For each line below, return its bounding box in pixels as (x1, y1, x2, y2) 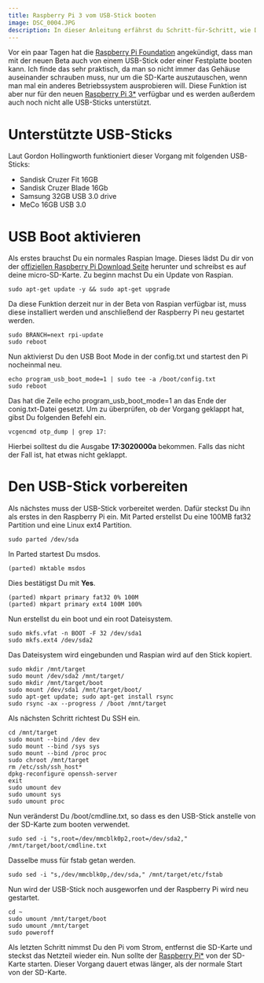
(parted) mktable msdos (8, 565, 86, 572)
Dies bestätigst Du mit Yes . (8, 579, 96, 588)
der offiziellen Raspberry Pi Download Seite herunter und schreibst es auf (8, 262, 247, 271)
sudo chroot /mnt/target (8, 757, 90, 764)
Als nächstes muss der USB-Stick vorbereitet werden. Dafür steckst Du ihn (8, 504, 251, 514)
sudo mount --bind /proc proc (8, 749, 108, 757)
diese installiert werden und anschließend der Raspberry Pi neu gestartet (8, 307, 245, 317)
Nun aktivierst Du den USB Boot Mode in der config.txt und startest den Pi (8, 352, 248, 362)
